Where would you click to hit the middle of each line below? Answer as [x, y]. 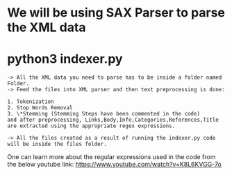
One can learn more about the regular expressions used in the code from [111, 157]
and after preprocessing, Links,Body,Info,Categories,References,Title [113, 120]
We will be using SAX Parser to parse [116, 13]
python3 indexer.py [65, 59]
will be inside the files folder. [57, 144]
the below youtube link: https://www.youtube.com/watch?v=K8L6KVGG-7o [115, 165]
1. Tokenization [31, 102]
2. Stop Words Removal [40, 108]
